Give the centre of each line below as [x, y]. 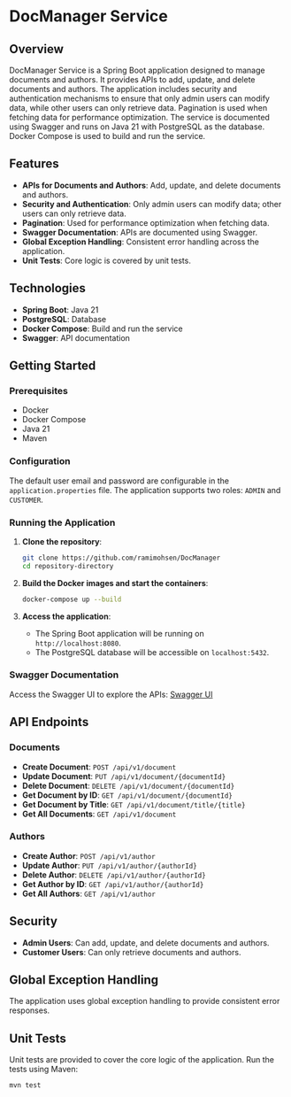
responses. [30, 1010]
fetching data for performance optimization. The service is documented [139, 117]
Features [34, 164]
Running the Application [62, 522]
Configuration [40, 461]
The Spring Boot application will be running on [120, 633]
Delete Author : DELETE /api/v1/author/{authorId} [114, 875]
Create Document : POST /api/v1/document [99, 767]
